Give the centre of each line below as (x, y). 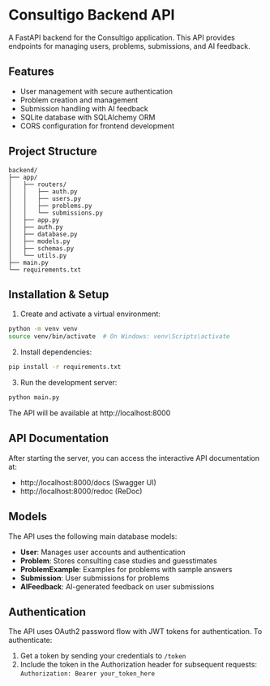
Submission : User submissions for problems (95, 578)
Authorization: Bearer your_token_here (88, 674)
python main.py (34, 397)
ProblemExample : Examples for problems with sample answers (126, 569)
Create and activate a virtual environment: (90, 314)
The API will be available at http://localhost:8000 (90, 413)
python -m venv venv (43, 329)
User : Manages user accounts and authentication (103, 552)
